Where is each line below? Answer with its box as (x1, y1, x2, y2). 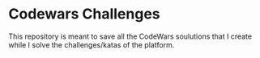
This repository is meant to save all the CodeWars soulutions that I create (8, 31, 253, 41)
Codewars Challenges (8, 5, 160, 23)
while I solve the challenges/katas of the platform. (8, 39, 175, 49)
